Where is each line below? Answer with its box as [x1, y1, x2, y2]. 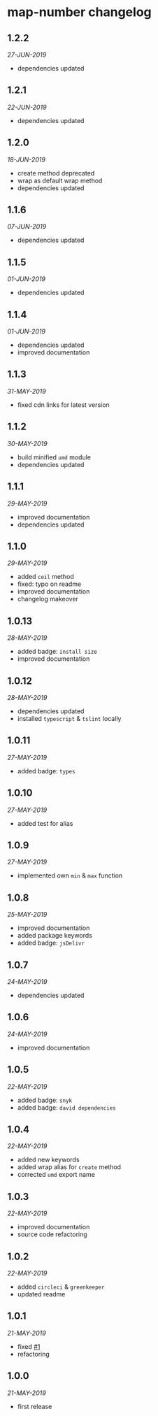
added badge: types [17, 766, 76, 775]
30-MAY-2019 [7, 439, 48, 448]
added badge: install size [17, 648, 98, 656]
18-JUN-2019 [7, 155, 45, 164]
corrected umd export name [17, 1171, 96, 1179]
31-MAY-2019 [7, 387, 47, 395]
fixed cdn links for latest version [17, 400, 110, 409]
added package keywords [17, 931, 92, 940]
